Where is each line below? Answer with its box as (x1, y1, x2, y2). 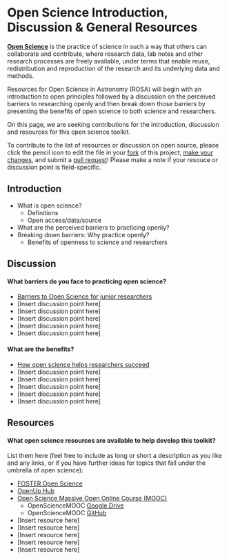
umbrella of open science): (7, 466, 84, 474)
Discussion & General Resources (7, 19, 198, 35)
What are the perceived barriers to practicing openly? (17, 223, 170, 232)
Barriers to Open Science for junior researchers (17, 292, 152, 301)
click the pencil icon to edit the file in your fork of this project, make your (7, 148, 214, 157)
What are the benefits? (7, 345, 74, 353)
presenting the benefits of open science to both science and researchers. (7, 107, 217, 115)
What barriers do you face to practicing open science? (7, 277, 167, 286)
